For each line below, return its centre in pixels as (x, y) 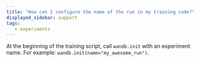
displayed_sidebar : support (42, 18)
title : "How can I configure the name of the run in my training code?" (101, 12)
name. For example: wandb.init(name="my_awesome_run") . (78, 53)
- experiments (32, 29)
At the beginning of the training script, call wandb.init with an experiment (98, 46)
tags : (13, 23)
